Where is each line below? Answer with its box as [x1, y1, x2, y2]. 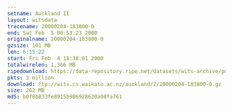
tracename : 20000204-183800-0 [7, 23, 95, 30]
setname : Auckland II [7, 10, 70, 17]
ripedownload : [7, 68, 49, 74]
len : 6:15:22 [7, 49, 45, 56]
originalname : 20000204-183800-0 [7, 36, 104, 43]
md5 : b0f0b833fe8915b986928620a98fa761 [7, 94, 123, 101]
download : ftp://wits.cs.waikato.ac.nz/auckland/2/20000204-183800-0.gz [7, 81, 222, 88]
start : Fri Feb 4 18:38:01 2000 [7, 55, 104, 62]
